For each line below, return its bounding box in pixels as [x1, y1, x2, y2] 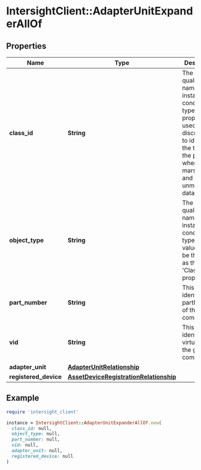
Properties [6, 41, 47, 51]
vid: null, [11, 442, 39, 448]
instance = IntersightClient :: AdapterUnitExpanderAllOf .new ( [6, 420, 162, 426]
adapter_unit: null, [11, 448, 63, 454]
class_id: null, [11, 425, 52, 432]
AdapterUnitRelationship [68, 363, 139, 371]
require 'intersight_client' [6, 409, 79, 415]
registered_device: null [11, 453, 74, 459]
